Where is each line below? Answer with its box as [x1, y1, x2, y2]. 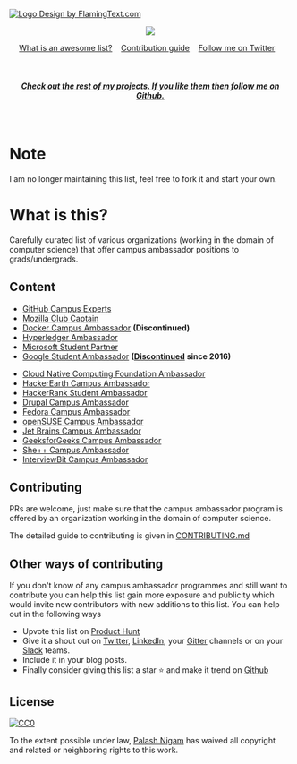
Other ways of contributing [9, 556, 164, 571]
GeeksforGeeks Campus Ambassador [21, 434, 162, 445]
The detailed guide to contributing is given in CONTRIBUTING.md [9, 530, 250, 541]
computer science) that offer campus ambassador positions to [9, 244, 240, 254]
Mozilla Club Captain [21, 313, 99, 323]
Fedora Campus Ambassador [21, 406, 131, 416]
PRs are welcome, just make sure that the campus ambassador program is [9, 503, 284, 514]
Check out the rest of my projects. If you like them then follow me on [21, 81, 280, 91]
